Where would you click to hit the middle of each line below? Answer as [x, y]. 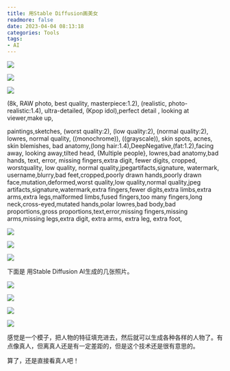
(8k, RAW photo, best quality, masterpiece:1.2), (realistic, [87, 103]
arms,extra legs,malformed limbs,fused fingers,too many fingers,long [105, 197]
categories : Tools [33, 33]
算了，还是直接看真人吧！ [43, 360]
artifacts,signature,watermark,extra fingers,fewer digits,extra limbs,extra [110, 190]
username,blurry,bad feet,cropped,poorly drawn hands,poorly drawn [104, 175]
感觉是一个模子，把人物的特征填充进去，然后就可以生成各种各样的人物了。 [112, 337]
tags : [15, 39]
